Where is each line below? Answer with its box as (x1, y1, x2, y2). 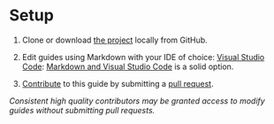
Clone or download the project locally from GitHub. (21, 35, 208, 45)
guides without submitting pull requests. (9, 105, 156, 115)
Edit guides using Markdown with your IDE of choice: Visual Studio (21, 51, 265, 62)
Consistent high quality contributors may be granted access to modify (9, 95, 265, 106)
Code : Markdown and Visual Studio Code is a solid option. (21, 61, 234, 72)
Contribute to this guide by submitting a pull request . (21, 78, 214, 89)
